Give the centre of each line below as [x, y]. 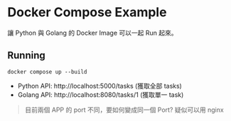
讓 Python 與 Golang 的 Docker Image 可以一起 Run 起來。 [92, 33]
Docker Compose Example [87, 12]
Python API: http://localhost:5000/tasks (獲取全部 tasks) [100, 86]
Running [27, 56]
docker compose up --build [47, 71]
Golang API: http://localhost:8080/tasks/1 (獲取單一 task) [101, 94]
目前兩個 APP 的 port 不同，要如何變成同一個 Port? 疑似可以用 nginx [124, 110]
